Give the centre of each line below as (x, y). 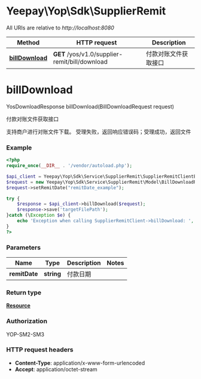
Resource (19, 306)
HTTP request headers (40, 350)
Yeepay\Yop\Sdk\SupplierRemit (86, 11)
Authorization (27, 321)
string (53, 273)
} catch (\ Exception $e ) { (38, 215)
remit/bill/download (80, 61)
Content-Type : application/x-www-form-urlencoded (80, 363)
